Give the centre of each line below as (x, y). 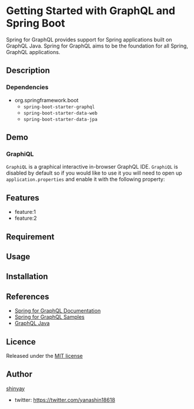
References (28, 296)
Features (23, 198)
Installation (27, 276)
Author (19, 374)
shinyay (16, 388)
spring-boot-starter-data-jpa (61, 119)
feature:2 (26, 218)
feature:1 (25, 212)
